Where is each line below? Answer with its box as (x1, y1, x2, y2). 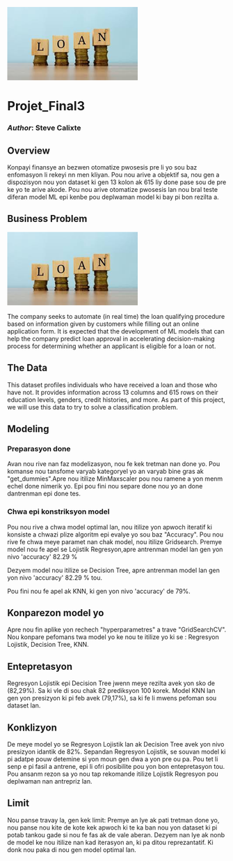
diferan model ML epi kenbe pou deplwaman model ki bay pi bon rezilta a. (7, 193, 219, 201)
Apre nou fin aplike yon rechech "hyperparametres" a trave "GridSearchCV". (7, 625, 227, 634)
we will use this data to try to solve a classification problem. (7, 403, 179, 411)
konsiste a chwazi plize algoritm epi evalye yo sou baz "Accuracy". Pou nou (7, 530, 224, 539)
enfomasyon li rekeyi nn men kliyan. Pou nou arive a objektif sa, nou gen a (7, 170, 220, 179)
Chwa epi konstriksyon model (7, 507, 110, 516)
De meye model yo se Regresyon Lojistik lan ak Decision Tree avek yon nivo (7, 740, 225, 748)
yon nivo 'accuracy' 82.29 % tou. (7, 573, 103, 582)
